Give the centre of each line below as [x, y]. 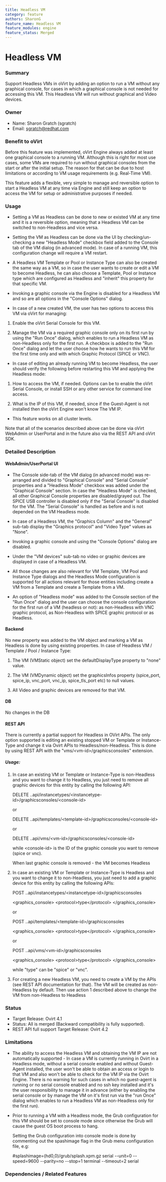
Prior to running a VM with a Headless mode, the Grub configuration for [85, 1115]
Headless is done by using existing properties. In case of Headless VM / [79, 645]
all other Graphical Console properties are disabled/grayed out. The [81, 496]
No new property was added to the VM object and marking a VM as [74, 640]
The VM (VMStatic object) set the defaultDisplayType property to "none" [86, 660]
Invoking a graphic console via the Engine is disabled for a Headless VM [86, 293]
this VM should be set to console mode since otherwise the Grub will [83, 1120]
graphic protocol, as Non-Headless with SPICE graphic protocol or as [83, 612]
